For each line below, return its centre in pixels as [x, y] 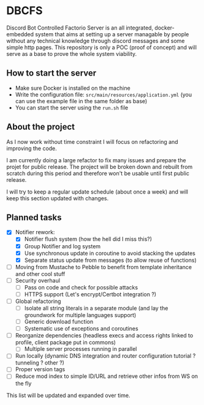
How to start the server [51, 73]
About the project [41, 127]
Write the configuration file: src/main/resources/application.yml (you [104, 94]
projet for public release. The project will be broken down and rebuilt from [100, 167]
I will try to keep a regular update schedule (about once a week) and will [97, 192]
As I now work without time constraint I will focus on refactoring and [93, 141]
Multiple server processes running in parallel [81, 349]
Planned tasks [34, 217]
